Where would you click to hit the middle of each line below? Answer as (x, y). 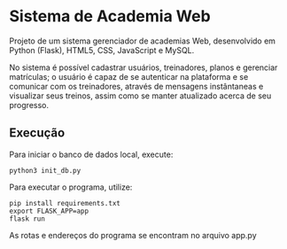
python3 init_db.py (45, 170)
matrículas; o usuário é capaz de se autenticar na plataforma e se (129, 76)
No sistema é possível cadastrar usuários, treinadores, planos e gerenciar (143, 67)
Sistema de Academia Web (110, 16)
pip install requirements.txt (65, 203)
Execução (37, 133)
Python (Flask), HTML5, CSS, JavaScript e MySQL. (102, 50)
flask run (27, 219)
